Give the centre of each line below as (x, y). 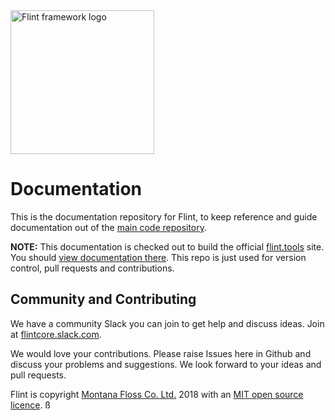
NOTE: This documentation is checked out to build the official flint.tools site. (167, 246)
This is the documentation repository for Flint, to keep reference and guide (164, 216)
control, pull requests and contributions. (92, 268)
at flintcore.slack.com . (56, 334)
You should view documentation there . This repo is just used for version (158, 257)
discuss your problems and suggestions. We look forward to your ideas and (166, 364)
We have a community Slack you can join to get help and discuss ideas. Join (167, 323)
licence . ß (30, 405)
